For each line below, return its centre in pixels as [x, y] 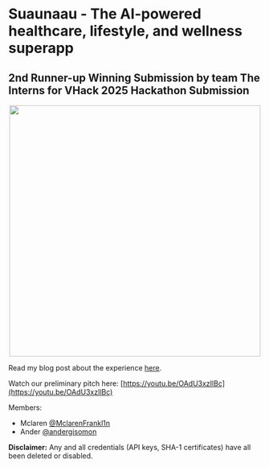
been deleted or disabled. [51, 456]
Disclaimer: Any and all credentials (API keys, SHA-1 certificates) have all [130, 447]
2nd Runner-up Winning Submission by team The [134, 78]
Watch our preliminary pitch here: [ [66, 383]
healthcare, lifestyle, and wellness [125, 31]
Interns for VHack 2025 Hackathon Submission [129, 90]
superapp [41, 48]
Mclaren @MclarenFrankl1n [65, 423]
